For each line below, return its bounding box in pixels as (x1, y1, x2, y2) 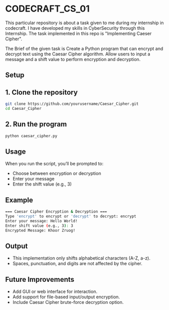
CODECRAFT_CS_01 (5, 3, 90, 15)
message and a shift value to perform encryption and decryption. (5, 56, 141, 62)
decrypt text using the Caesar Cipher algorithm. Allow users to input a (5, 51, 150, 57)
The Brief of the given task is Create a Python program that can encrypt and (5, 45, 163, 51)
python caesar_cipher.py (5, 133, 58, 139)
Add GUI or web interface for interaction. (12, 288, 97, 295)
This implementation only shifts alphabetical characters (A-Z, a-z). (12, 255, 150, 261)
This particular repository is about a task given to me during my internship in (5, 20, 164, 26)
